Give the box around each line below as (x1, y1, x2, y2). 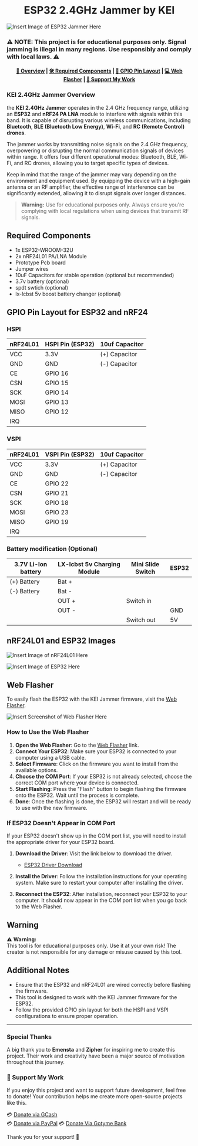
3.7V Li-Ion (14, 560, 48, 568)
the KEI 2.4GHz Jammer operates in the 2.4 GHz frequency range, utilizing (6, 104, 189, 111)
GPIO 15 (45, 379, 69, 387)
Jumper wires (15, 265, 49, 272)
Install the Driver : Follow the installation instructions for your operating (15, 873, 187, 880)
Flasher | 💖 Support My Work (63, 76, 136, 83)
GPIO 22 (45, 479, 69, 487)
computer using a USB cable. (15, 754, 86, 761)
